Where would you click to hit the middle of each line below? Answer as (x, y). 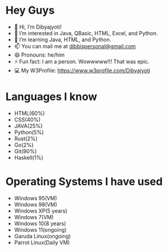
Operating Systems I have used (84, 182)
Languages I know (51, 97)
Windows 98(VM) (36, 204)
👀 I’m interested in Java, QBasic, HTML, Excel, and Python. (86, 33)
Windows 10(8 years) (40, 223)
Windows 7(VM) (34, 217)
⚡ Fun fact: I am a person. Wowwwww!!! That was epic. (82, 61)
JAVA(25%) (28, 126)
